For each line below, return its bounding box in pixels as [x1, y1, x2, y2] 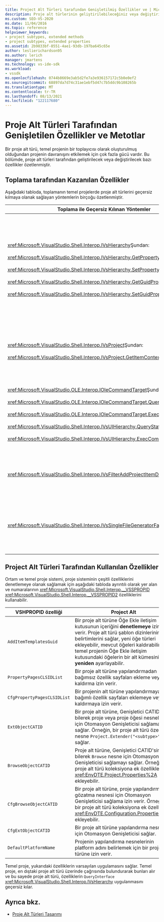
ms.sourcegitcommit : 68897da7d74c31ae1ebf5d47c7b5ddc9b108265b [5, 80, 137, 85]
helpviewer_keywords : [5, 30, 49, 35]
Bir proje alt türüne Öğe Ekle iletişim [75, 616, 157, 623]
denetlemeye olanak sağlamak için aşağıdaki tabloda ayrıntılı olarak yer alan [5, 581, 158, 587]
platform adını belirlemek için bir [75, 844, 149, 851]
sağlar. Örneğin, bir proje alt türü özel [75, 726, 160, 733]
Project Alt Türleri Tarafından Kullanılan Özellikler [5, 563, 159, 571]
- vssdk [5, 71, 21, 76]
